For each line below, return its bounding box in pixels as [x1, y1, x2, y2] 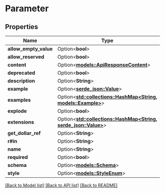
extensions [7, 119, 34, 126]
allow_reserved [7, 54, 45, 60]
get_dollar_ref [7, 130, 41, 136]
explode [7, 108, 27, 114]
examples [7, 96, 31, 103]
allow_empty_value [7, 45, 53, 52]
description [7, 77, 35, 84]
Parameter [5, 3, 49, 14]
